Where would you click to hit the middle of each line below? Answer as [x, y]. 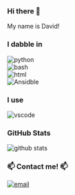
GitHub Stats [29, 133]
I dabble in [25, 45]
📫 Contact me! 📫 [37, 166]
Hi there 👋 [24, 11]
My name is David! [33, 26]
